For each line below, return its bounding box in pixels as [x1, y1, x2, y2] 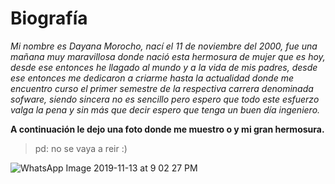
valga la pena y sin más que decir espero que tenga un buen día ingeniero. [10, 103, 321, 116]
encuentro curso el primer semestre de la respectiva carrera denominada [10, 82, 314, 94]
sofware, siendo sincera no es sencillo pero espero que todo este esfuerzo [10, 93, 320, 105]
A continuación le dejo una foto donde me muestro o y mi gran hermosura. [10, 123, 325, 135]
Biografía [10, 7, 88, 30]
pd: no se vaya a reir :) [34, 142, 128, 154]
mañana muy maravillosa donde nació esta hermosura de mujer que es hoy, [10, 50, 326, 62]
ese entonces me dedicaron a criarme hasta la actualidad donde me [10, 72, 294, 84]
